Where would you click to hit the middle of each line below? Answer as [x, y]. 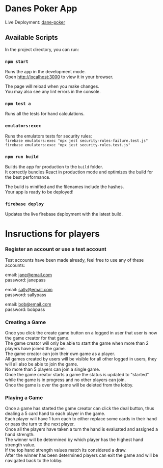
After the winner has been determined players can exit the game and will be [82, 455]
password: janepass [25, 280]
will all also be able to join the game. [42, 364]
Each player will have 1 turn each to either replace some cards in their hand [81, 419]
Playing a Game [24, 397]
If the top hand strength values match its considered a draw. [66, 450]
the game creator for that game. [37, 338]
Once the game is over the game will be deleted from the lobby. [69, 385]
